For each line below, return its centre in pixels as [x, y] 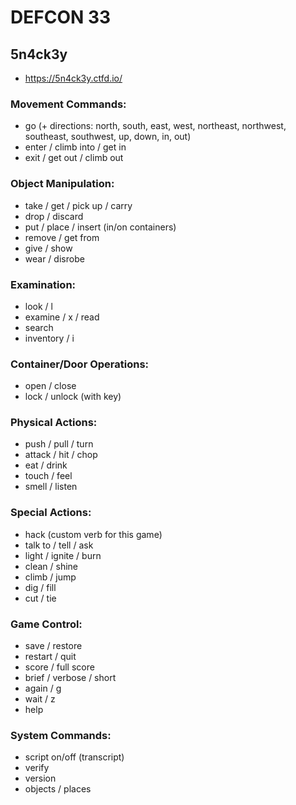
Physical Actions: [54, 423]
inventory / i [49, 338]
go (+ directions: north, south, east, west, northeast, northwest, [155, 126]
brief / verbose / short [70, 678]
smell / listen [51, 487]
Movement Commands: [68, 104]
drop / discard [54, 216]
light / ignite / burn [63, 555]
